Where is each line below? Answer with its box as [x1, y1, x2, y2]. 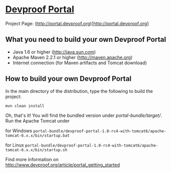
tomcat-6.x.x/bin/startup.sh [5, 147, 68, 153]
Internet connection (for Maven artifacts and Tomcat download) [12, 60, 147, 66]
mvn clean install [5, 103, 45, 108]
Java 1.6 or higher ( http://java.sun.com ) [12, 48, 96, 55]
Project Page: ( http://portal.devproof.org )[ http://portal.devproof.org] [5, 20, 149, 27]
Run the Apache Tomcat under [5, 117, 70, 123]
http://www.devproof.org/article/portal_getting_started [5, 162, 120, 168]
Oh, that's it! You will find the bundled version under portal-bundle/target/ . [5, 112, 162, 118]
